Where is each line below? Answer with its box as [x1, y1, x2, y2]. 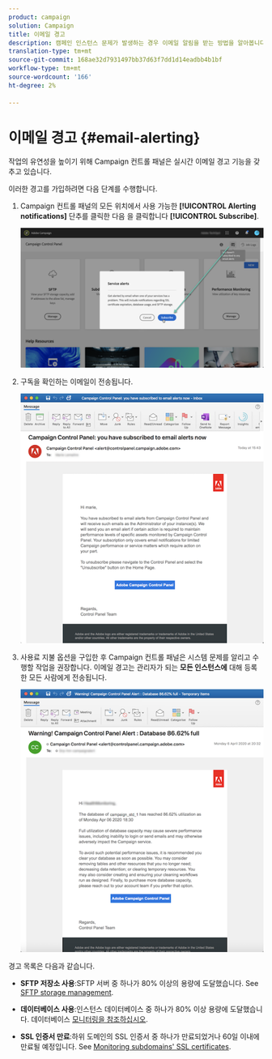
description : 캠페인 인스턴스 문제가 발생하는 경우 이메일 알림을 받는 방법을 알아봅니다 [8, 39, 266, 47]
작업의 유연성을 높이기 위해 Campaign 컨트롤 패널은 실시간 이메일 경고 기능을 [8, 156, 253, 166]
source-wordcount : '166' [8, 73, 92, 81]
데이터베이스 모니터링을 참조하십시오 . [31, 1014, 148, 1024]
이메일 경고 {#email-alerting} [8, 128, 201, 147]
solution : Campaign [8, 21, 74, 30]
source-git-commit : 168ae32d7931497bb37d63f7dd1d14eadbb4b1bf [8, 56, 223, 64]
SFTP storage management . [19, 988, 114, 997]
